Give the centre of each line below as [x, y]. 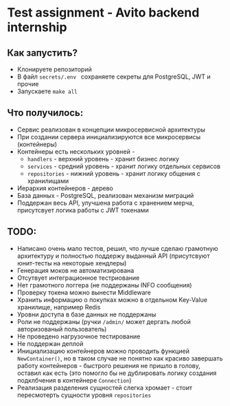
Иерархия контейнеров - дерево [65, 188]
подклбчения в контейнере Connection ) [74, 380]
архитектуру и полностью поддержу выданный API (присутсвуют [113, 256]
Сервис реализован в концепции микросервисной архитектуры [111, 130]
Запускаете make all [47, 91]
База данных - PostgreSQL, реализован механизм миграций [105, 195]
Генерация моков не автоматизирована [76, 270]
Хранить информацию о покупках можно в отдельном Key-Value [112, 300]
